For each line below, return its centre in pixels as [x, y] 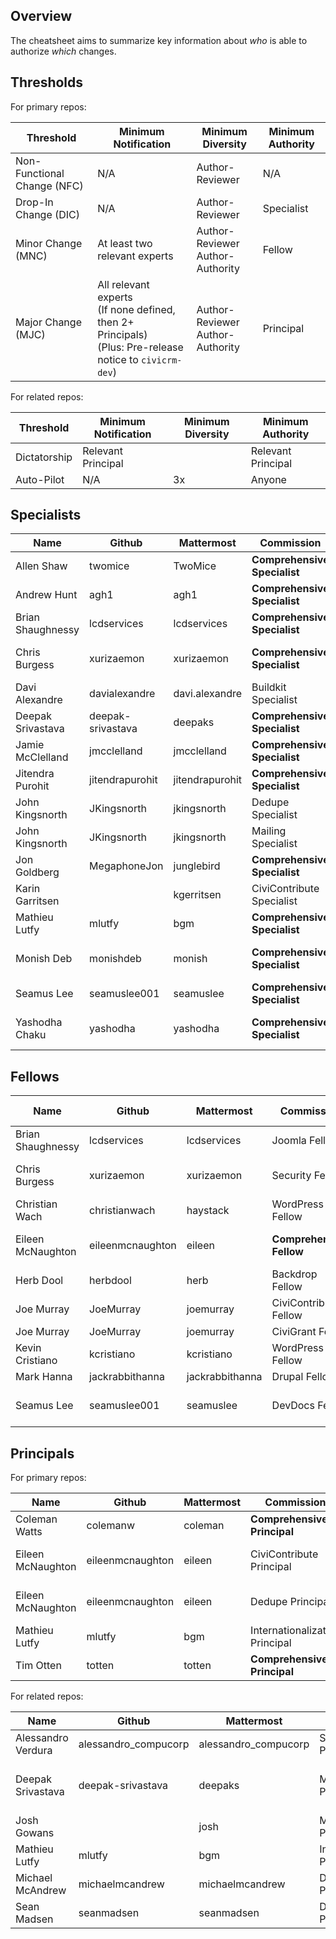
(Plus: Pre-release [140, 347]
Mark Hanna [44, 1377]
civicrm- [162, 360]
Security [291, 1176]
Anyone [268, 479]
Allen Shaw [41, 566]
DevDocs [293, 1406]
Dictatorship [44, 457]
